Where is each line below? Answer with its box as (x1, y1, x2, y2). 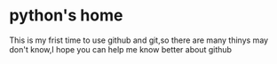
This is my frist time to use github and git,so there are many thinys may (9, 35, 269, 45)
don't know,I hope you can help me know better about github (9, 44, 233, 54)
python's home (9, 5, 123, 26)
